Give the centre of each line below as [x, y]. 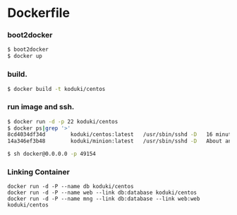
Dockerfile [39, 13]
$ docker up [25, 56]
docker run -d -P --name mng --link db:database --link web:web [104, 199]
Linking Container [39, 172]
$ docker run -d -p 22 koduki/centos [63, 121]
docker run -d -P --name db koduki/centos [71, 187]
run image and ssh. [41, 107]
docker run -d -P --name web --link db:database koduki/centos [102, 193]
